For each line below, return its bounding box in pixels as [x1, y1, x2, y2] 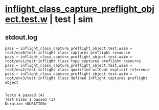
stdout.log [5, 33, 38, 41]
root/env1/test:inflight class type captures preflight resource [5, 59, 141, 64]
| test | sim [49, 14, 93, 25]
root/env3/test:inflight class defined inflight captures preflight [5, 76, 148, 81]
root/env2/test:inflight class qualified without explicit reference [5, 67, 150, 72]
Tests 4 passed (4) [5, 93, 45, 98]
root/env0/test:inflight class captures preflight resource [5, 50, 131, 55]
